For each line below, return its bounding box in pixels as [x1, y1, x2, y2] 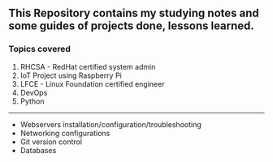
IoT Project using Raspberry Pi [19, 70, 122, 80]
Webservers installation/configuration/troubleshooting [19, 119, 201, 129]
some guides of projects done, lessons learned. [8, 19, 254, 33]
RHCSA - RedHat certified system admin [19, 62, 156, 71]
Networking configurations [19, 128, 110, 138]
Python [19, 96, 45, 106]
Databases [19, 145, 57, 155]
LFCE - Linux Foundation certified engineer [19, 79, 165, 88]
